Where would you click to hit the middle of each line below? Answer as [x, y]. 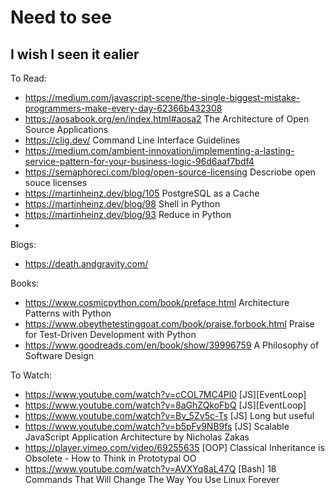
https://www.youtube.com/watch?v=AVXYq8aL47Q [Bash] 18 [150, 469]
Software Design [59, 355]
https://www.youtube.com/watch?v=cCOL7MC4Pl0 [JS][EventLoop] [165, 394]
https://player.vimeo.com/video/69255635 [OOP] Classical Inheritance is [174, 447]
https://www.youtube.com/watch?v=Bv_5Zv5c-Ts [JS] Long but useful [169, 415]
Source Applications [66, 129]
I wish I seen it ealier [75, 54]
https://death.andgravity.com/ [86, 264]
